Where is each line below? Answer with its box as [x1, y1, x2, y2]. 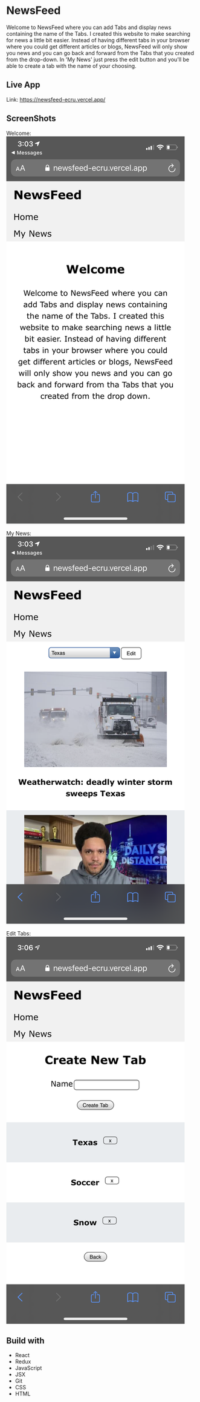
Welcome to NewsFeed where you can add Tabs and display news [6, 24, 172, 31]
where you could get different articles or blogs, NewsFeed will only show [6, 43, 188, 50]
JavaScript [15, 1364, 42, 1372]
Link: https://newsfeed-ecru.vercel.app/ [6, 96, 106, 103]
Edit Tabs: [6, 929, 31, 937]
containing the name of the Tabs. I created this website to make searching [6, 30, 191, 37]
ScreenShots [6, 113, 56, 124]
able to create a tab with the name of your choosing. [6, 62, 137, 70]
